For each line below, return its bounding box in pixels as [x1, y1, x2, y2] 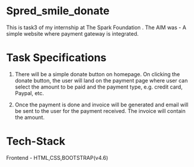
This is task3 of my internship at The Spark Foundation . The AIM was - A [6, 24, 187, 31]
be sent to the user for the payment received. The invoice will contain [14, 107, 186, 114]
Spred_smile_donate [6, 4, 110, 18]
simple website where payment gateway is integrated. [6, 30, 139, 37]
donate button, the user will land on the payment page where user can [14, 77, 188, 84]
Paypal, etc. [14, 89, 44, 96]
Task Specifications [6, 51, 107, 65]
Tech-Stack [6, 135, 66, 148]
